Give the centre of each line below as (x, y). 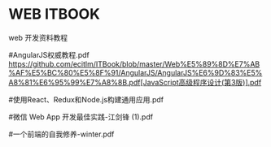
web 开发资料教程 (38, 37)
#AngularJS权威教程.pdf (49, 54)
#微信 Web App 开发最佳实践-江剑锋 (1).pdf (81, 117)
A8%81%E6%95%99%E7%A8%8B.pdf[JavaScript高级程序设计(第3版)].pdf (135, 82)
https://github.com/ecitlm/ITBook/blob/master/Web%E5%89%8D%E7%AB (134, 64)
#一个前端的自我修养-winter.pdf (61, 134)
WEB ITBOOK (54, 14)
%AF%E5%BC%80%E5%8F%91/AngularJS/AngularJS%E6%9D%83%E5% (135, 72)
